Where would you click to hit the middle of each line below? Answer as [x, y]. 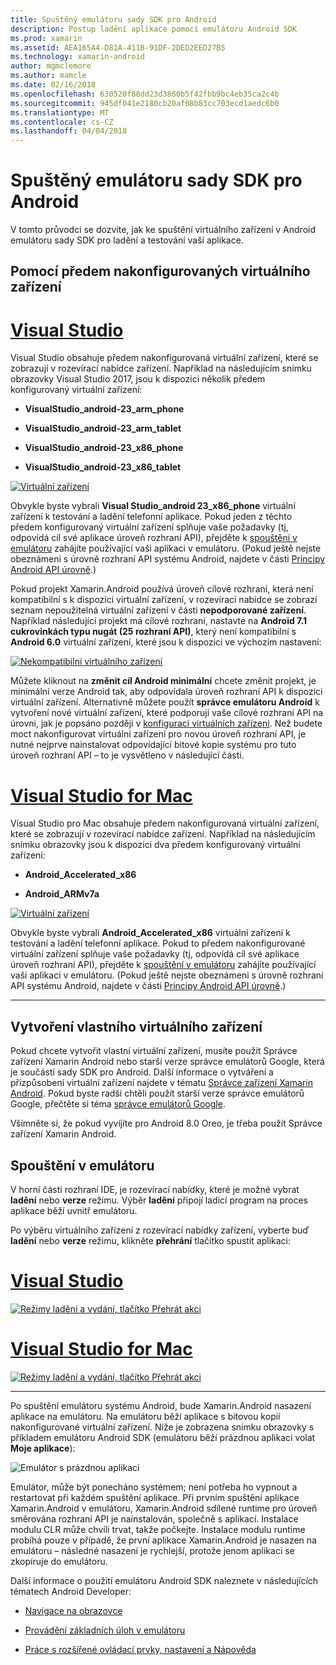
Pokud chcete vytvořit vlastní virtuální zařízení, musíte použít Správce [154, 1051]
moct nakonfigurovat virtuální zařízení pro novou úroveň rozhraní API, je [158, 734]
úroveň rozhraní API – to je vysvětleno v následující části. [127, 755]
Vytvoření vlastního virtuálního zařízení [136, 1026]
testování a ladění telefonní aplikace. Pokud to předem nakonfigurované [158, 943]
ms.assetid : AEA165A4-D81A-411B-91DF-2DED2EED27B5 [118, 47]
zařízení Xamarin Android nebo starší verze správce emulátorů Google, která [167, 1062]
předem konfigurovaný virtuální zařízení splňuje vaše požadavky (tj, [149, 527]
